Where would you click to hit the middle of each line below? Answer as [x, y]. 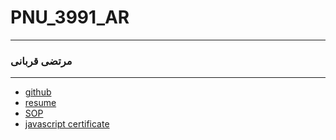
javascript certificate [67, 124]
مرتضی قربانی [41, 61]
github [38, 92]
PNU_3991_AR [70, 17]
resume [40, 103]
